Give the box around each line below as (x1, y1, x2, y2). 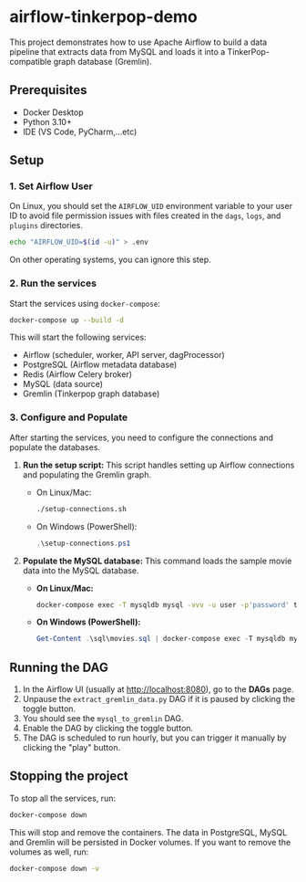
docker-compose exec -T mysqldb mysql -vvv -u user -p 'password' (36, 600, 290, 609)
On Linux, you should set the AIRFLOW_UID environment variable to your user (9, 201, 293, 212)
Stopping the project (9, 769, 129, 784)
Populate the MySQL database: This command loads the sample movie (22, 555, 292, 566)
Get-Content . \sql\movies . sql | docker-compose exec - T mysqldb (36, 635, 286, 644)
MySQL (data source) (22, 379, 103, 390)
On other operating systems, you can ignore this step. (9, 254, 211, 266)
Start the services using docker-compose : (9, 298, 161, 309)
